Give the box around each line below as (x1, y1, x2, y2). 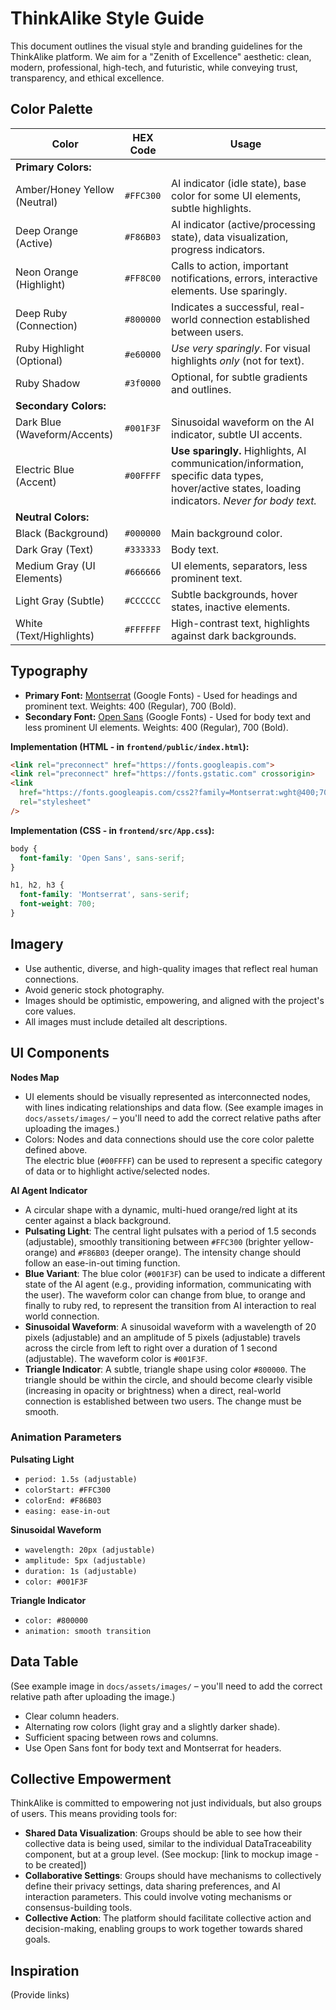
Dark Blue (15, 415, 62, 429)
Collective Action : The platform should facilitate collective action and (24, 1912, 312, 1924)
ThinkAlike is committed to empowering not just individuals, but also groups (10, 1797, 322, 1809)
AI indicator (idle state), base (171, 176, 307, 190)
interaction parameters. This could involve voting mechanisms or (24, 1891, 292, 1903)
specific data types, (171, 468, 264, 482)
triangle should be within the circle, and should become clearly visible (24, 1373, 313, 1386)
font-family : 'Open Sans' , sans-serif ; (19, 853, 186, 863)
